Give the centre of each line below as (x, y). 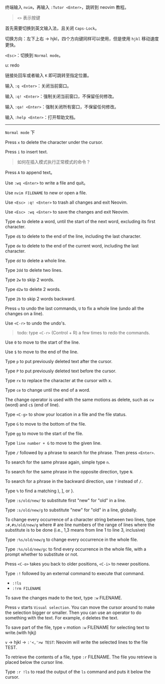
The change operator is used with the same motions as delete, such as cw (80, 399)
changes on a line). (25, 314)
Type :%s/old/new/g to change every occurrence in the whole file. (72, 540)
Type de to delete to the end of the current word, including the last (72, 246)
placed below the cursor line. (34, 662)
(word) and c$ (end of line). (32, 405)
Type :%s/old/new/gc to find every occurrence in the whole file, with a (76, 549)
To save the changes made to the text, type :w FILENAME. (64, 598)
